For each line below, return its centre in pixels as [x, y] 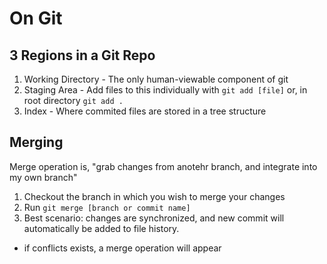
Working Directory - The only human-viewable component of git [156, 79]
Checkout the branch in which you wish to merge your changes [154, 196]
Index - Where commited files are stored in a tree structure [145, 111]
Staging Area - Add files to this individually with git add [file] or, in [165, 90]
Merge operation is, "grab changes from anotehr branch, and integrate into [163, 166]
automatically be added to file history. [101, 228]
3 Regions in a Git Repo [82, 55]
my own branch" [43, 177]
